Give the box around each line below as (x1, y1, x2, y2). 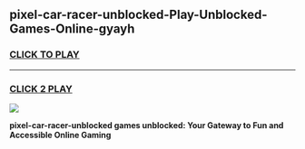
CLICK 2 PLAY (9, 82, 73, 95)
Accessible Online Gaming (9, 129, 112, 140)
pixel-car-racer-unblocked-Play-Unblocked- (9, 7, 268, 23)
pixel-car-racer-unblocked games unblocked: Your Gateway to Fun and (9, 119, 284, 130)
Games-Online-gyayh (9, 22, 135, 37)
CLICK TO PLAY (9, 49, 80, 61)
